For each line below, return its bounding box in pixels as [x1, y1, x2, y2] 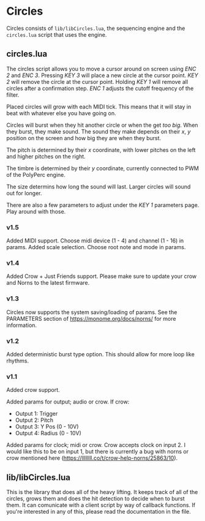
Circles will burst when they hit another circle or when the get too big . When [6, 121, 198, 129]
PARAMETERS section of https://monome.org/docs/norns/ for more [6, 315, 176, 322]
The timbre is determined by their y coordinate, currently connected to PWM [6, 164, 199, 172]
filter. [6, 91, 20, 99]
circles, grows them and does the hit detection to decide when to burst [6, 495, 185, 503]
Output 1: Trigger [15, 410, 58, 418]
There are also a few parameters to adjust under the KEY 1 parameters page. [6, 201, 199, 209]
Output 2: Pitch [15, 416, 54, 424]
